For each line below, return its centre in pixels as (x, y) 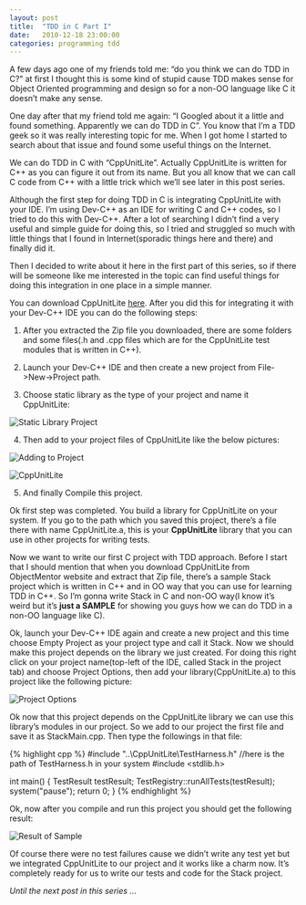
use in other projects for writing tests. (80, 540)
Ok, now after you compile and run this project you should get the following (151, 809)
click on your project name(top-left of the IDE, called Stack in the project (145, 662)
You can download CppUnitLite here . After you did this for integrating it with (152, 303)
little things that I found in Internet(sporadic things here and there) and (141, 239)
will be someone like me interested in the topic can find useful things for (145, 276)
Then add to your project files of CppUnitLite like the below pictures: (151, 440)
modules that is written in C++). (82, 350)
